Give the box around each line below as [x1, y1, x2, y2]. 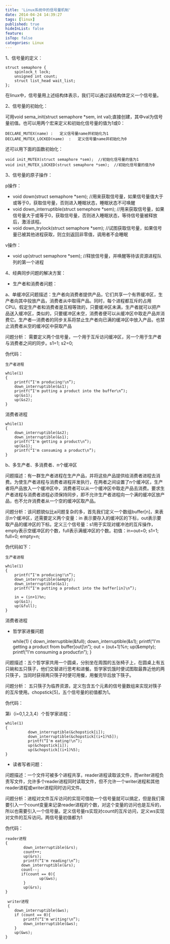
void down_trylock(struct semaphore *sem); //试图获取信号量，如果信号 [12, 225, 162, 231]
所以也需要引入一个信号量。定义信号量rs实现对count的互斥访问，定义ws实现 [5, 808, 165, 814]
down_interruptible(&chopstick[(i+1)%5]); [27, 734, 119, 739]
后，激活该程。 [12, 219, 44, 225]
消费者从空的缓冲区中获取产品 [9, 323, 72, 329]
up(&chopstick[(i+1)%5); [27, 747, 80, 752]
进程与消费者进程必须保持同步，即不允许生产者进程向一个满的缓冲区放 [14, 491, 160, 497]
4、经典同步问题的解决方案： [5, 270, 66, 276]
